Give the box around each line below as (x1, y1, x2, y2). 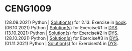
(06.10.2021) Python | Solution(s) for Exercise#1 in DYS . (5, 24, 119, 30)
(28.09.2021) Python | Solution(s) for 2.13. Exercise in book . (5, 19, 127, 25)
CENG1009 (5, 3, 52, 14)
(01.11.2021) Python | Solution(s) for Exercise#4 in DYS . (5, 40, 118, 46)
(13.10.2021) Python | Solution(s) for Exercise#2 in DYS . (5, 30, 119, 36)
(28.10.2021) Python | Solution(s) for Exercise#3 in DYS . (5, 35, 120, 41)
